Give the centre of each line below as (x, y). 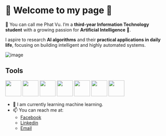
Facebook (31, 117)
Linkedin (29, 123)
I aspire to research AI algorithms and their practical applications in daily (83, 40)
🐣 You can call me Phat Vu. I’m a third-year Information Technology (77, 24)
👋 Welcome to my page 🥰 (59, 10)
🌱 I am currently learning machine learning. (58, 104)
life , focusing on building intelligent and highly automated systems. (76, 45)
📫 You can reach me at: (38, 110)
